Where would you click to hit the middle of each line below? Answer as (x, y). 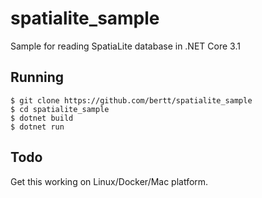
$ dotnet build (42, 118)
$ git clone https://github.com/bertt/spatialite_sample (131, 100)
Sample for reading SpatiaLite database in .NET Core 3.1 (125, 46)
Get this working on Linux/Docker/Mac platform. (109, 181)
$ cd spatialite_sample (60, 109)
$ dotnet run (37, 127)
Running (37, 77)
